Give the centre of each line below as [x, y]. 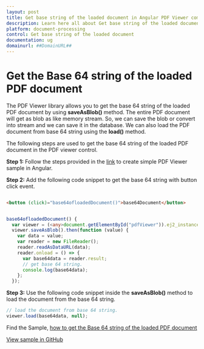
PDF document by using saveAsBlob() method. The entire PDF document [98, 112]
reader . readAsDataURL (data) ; [54, 247]
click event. [21, 186]
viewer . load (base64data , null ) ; [47, 316]
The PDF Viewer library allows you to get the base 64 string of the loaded [98, 105]
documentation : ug [29, 40]
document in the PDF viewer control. [52, 150]
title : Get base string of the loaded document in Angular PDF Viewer [97, 18]
